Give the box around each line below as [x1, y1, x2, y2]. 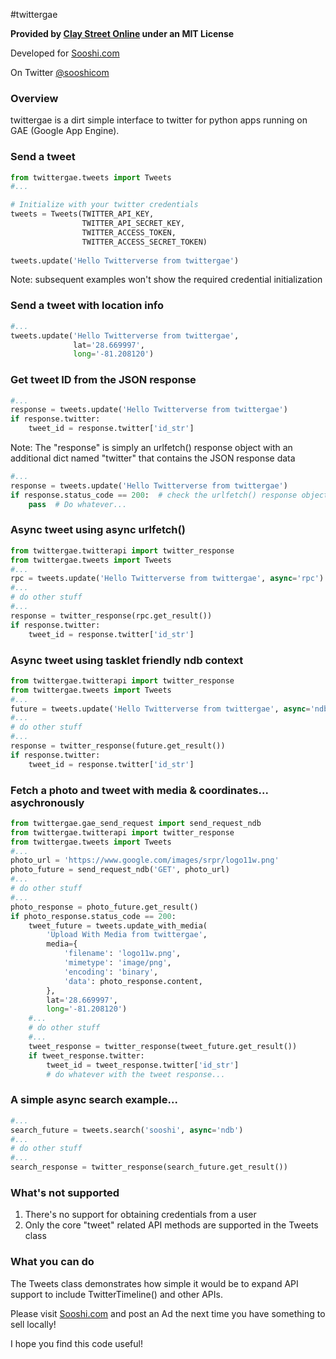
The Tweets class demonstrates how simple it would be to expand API [10, 1277, 299, 1289]
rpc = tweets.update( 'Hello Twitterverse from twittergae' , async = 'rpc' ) [10, 574, 325, 584]
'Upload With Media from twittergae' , [46, 930, 208, 940]
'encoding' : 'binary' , [63, 967, 159, 977]
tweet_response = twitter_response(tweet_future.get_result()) [28, 1041, 298, 1051]
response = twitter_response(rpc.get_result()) [10, 610, 213, 621]
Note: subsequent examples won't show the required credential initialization [10, 274, 323, 286]
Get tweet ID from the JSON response [10, 373, 197, 387]
